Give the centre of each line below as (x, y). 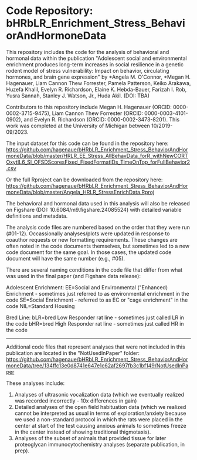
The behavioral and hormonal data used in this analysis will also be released (98, 203)
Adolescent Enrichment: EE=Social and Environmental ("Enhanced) (87, 287)
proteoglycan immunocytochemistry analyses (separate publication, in (100, 444)
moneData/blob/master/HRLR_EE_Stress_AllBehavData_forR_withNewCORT (97, 155)
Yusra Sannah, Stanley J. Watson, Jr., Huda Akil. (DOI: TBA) (78, 96)
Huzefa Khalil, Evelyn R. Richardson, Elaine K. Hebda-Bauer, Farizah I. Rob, (96, 89)
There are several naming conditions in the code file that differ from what (94, 270)
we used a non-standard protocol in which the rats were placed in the (98, 419)
